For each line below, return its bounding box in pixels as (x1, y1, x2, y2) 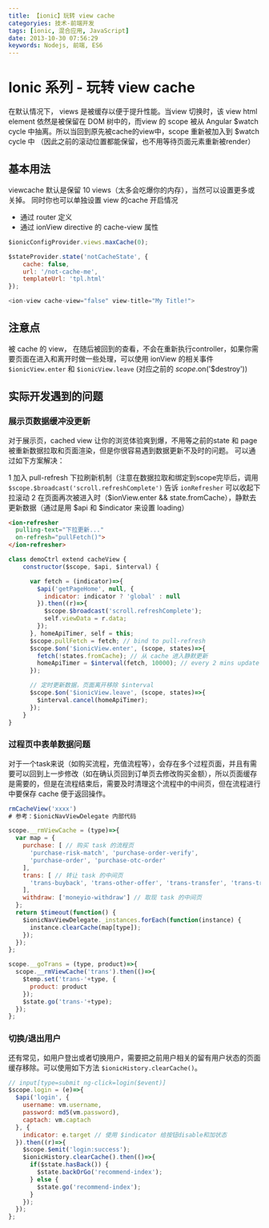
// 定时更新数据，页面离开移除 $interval (29, 681, 155, 689)
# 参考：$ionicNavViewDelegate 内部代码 (8, 812, 137, 820)
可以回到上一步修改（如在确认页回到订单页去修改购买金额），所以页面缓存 (14, 769, 258, 778)
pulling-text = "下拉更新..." (15, 526, 104, 534)
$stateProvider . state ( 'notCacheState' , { (8, 252, 149, 261)
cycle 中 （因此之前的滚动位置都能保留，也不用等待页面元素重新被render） (8, 137, 255, 147)
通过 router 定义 (19, 212, 73, 221)
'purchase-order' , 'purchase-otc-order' (29, 856, 167, 864)
